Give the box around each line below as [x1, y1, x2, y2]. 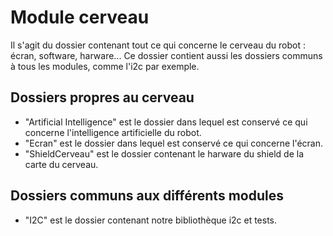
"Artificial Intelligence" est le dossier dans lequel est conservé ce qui [24, 116, 308, 128]
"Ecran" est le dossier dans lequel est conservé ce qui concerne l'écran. [24, 137, 323, 149]
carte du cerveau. [24, 158, 99, 170]
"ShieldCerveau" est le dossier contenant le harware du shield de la [24, 147, 305, 160]
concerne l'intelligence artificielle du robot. [24, 126, 202, 138]
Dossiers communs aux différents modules [10, 187, 284, 205]
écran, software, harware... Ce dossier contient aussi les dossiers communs [10, 49, 323, 61]
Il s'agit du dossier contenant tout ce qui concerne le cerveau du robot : [10, 39, 306, 51]
